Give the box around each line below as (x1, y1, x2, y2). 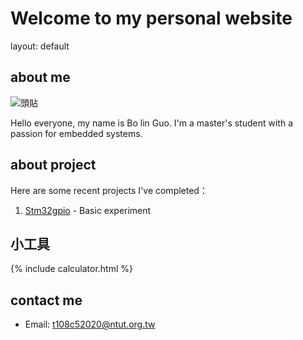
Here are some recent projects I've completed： (10, 184, 208, 196)
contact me (10, 292, 83, 309)
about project (10, 157, 97, 174)
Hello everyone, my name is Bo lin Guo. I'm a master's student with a (10, 117, 294, 129)
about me (10, 69, 71, 86)
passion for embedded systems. (10, 127, 143, 139)
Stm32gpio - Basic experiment (24, 204, 152, 216)
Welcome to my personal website (10, 7, 293, 30)
